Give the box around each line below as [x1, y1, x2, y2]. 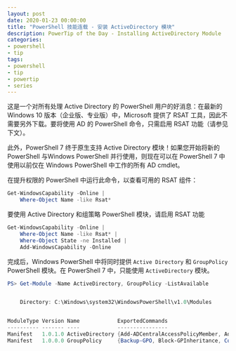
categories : [7, 37, 42, 44]
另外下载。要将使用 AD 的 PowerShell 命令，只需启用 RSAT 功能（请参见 [19, 120, 228, 128]
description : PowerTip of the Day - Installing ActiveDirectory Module [7, 29, 221, 37]
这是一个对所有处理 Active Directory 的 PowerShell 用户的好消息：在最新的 [7, 102, 223, 111]
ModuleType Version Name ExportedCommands [7, 317, 169, 325]
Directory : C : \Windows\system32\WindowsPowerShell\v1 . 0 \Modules [20, 299, 212, 306]
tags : [7, 56, 23, 63]
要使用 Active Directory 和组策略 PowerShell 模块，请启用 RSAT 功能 [7, 210, 205, 218]
